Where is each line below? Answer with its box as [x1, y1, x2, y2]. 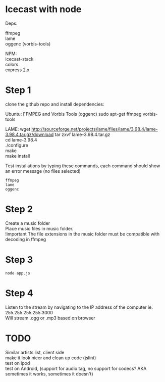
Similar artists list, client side [5, 349, 65, 355]
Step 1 [5, 84, 31, 96]
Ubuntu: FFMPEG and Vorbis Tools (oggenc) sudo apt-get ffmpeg [5, 111, 142, 117]
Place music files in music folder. [5, 225, 74, 231]
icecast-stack [5, 56, 34, 62]
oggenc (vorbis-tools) [5, 40, 51, 46]
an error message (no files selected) [5, 168, 81, 174]
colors [5, 61, 19, 67]
